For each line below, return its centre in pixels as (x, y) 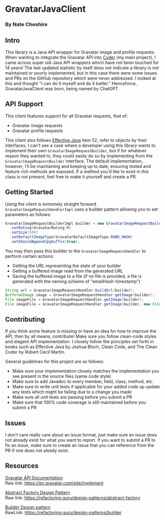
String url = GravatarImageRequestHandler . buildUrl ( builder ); (70, 290)
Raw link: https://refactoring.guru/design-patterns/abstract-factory (73, 497)
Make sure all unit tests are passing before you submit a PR (72, 397)
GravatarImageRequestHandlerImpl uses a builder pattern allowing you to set (82, 209)
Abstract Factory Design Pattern (38, 493)
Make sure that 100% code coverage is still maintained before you (79, 402)
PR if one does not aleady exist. (37, 451)
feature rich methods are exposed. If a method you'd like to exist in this (77, 171)
